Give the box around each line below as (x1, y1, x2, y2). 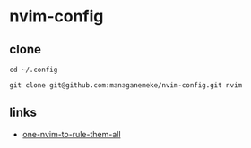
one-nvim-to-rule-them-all (22, 128, 121, 139)
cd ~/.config (9, 65, 58, 74)
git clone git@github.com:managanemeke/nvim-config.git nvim (9, 81, 243, 90)
